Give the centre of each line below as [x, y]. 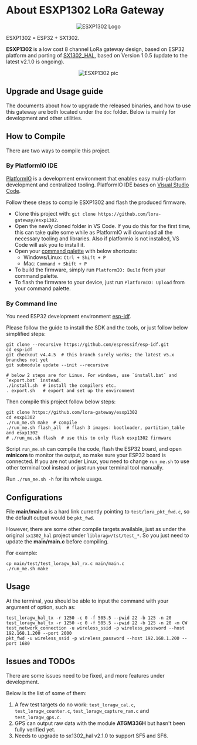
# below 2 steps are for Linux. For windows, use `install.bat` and [91, 376]
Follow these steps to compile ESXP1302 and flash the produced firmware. [96, 202]
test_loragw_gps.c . [38, 717]
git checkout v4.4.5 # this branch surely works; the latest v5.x [90, 355]
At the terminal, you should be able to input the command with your [87, 601]
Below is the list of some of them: [46, 693]
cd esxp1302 [21, 418]
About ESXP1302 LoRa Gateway [85, 10]
